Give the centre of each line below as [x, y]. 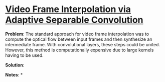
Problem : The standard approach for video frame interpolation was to [77, 34]
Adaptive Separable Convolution [74, 20]
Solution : [15, 65]
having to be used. [24, 55]
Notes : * [14, 74]
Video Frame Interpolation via [68, 9]
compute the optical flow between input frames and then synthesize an [79, 39]
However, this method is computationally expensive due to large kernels [79, 50]
